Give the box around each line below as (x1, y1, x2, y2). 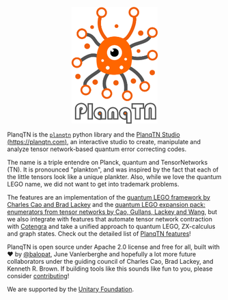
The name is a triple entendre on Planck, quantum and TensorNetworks (7, 158, 208, 166)
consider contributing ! (7, 271, 70, 279)
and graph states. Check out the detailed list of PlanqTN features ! (7, 229, 191, 238)
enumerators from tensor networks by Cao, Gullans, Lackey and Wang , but (7, 208, 217, 216)
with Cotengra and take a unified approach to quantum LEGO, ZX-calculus (7, 222, 216, 230)
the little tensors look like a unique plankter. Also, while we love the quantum (7, 172, 222, 180)
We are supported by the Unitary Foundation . (7, 285, 134, 293)
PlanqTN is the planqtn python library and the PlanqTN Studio (7, 130, 180, 139)
